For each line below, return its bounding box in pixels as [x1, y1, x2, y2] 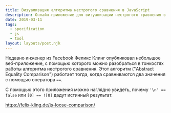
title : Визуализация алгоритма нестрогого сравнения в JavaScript [5, 7, 150, 13]
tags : [5, 21, 17, 27]
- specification [10, 27, 45, 32]
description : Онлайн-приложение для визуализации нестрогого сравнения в [5, 12, 166, 17]
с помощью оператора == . [5, 76, 62, 82]
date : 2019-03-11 [5, 17, 42, 22]
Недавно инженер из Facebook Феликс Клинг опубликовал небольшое [5, 55, 161, 61]
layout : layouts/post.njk [5, 41, 60, 46]
